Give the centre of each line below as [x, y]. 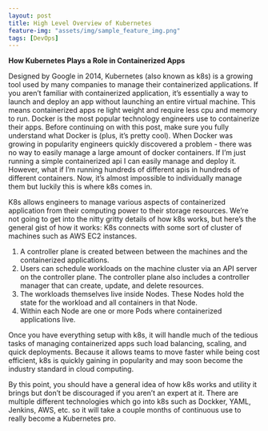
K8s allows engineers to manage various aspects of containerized [117, 202]
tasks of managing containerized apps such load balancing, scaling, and [127, 344]
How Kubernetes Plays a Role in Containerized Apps [97, 61]
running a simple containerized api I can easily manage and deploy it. [122, 162]
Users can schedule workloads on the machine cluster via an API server [138, 269]
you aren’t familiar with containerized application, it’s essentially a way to [128, 94]
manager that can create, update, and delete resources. [112, 285]
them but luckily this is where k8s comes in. [80, 187]
